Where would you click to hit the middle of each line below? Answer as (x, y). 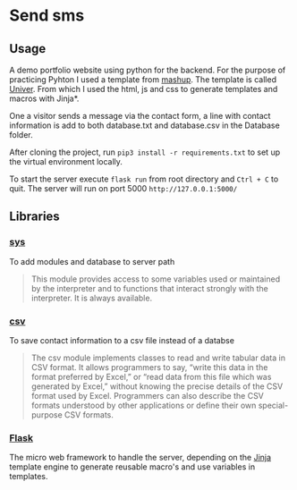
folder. (21, 135)
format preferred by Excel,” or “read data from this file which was (151, 376)
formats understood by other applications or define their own (144, 405)
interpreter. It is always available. (92, 298)
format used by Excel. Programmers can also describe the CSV (147, 395)
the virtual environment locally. (66, 161)
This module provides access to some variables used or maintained (155, 279)
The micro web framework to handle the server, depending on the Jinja (140, 458)
